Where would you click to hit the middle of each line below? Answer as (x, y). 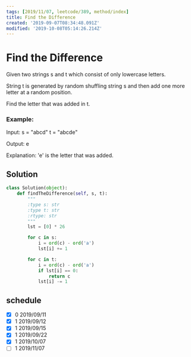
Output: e (18, 144)
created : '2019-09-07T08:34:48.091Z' (53, 23)
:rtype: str (43, 216)
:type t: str (44, 210)
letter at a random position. (39, 93)
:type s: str (44, 204)
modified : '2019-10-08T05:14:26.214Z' (54, 28)
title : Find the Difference (41, 17)
